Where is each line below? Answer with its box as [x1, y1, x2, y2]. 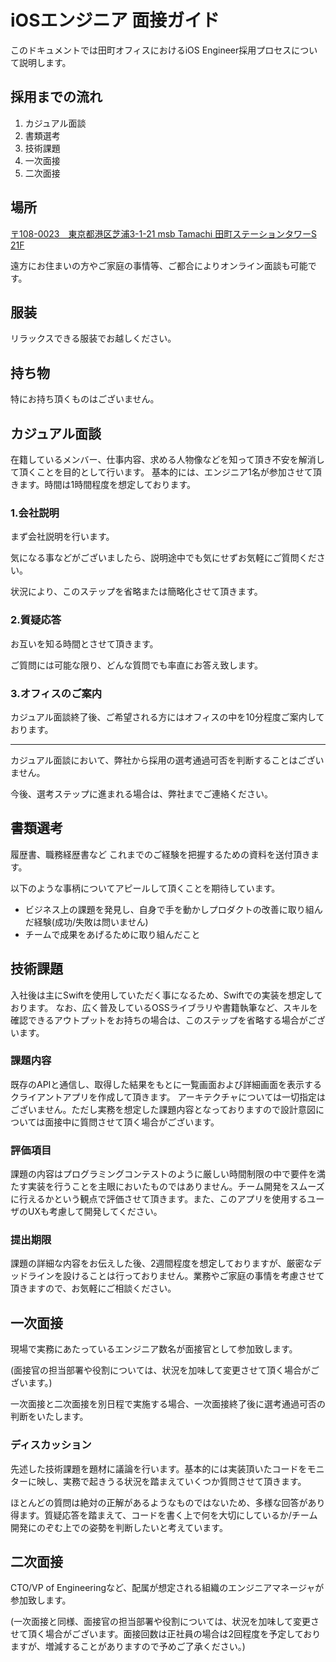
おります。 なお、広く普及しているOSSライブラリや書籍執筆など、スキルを [10, 1001, 319, 1013]
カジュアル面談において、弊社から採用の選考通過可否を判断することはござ [10, 754, 316, 766]
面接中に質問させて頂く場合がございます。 [44, 1116, 220, 1128]
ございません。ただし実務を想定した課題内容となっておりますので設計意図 [10, 1103, 317, 1115]
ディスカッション [10, 1438, 92, 1452]
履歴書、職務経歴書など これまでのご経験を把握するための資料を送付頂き [10, 848, 311, 860]
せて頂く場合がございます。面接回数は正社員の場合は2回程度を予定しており [10, 1628, 322, 1640]
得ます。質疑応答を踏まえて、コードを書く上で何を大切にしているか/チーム [10, 1509, 318, 1521]
